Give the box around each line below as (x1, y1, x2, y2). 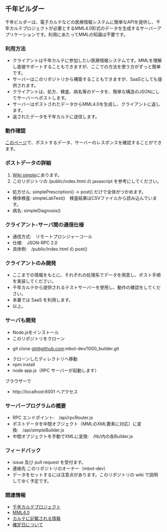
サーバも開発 (5, 317, 36, 324)
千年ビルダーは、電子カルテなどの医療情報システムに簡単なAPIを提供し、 (5, 19, 156, 25)
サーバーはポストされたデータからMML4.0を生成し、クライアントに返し (12, 101, 161, 107)
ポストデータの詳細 (5, 159, 51, 166)
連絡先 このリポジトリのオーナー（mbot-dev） (12, 466, 109, 472)
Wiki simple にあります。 (12, 172, 62, 178)
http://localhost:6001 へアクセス (12, 389, 78, 395)
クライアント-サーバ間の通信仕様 (5, 221, 84, 228)
